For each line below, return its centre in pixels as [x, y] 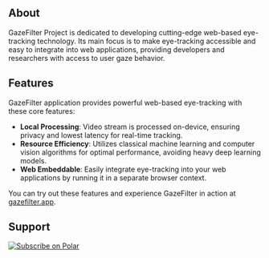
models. [33, 160]
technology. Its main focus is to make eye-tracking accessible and [147, 41]
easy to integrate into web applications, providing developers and [116, 49]
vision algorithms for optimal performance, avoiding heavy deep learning [140, 152]
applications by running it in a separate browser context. [113, 177]
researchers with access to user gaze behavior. [87, 58]
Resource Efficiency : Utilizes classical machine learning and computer [137, 143]
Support [29, 227]
